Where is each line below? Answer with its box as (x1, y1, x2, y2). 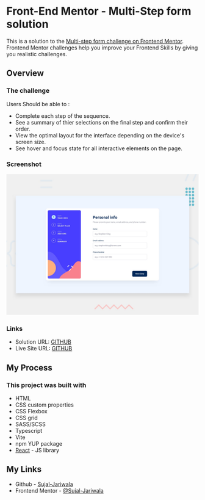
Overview (6, 68, 45, 79)
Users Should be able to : (6, 100, 70, 107)
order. (15, 125, 31, 132)
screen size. (15, 138, 46, 145)
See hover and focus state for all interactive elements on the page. (15, 145, 183, 152)
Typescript (15, 427, 43, 435)
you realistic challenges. (6, 50, 68, 57)
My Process (6, 362, 53, 373)
